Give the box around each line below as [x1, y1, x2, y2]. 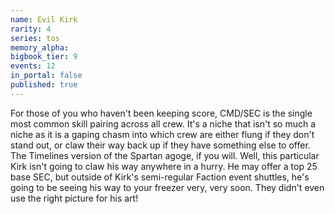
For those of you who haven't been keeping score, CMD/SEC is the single [10, 107, 313, 119]
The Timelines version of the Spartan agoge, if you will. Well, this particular [10, 149, 320, 161]
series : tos [10, 33, 60, 43]
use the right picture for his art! [10, 192, 139, 204]
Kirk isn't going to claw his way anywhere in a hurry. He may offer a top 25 [10, 160, 318, 172]
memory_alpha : [10, 42, 70, 53]
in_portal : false [10, 71, 83, 81]
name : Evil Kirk [10, 14, 78, 25]
